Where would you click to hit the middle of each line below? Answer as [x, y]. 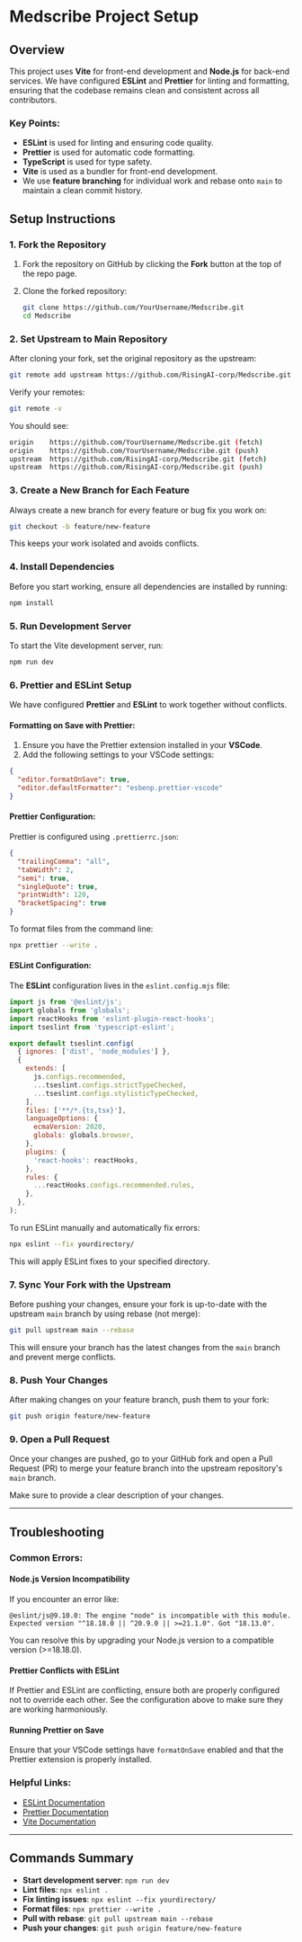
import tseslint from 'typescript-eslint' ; [92, 1027]
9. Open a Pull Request [60, 1439]
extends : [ [46, 1069]
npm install [31, 603]
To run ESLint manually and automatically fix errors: [105, 1227]
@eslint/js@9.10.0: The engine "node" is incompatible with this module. [151, 1616]
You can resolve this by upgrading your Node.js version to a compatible [142, 1640]
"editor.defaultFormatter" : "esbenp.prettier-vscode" [120, 788]
